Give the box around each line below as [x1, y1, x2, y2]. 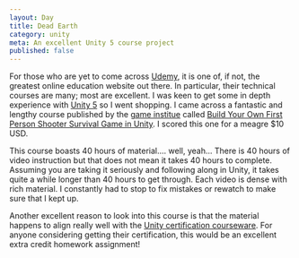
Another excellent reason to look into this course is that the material [9, 211, 259, 221]
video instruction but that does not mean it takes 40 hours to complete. [9, 155, 272, 166]
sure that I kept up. [9, 193, 79, 204]
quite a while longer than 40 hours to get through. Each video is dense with [9, 174, 287, 185]
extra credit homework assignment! [9, 239, 141, 250]
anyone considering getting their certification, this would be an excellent [9, 229, 277, 240]
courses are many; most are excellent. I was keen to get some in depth [9, 90, 271, 101]
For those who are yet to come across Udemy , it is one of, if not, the [9, 71, 260, 82]
